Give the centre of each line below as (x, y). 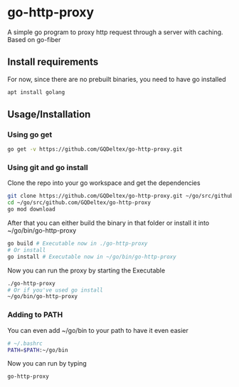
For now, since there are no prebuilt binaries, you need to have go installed (117, 79)
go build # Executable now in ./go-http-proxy (78, 244)
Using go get (30, 134)
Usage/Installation (49, 115)
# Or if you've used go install (55, 290)
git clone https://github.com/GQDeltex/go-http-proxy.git (95, 196)
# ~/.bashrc (25, 343)
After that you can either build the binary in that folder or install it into (108, 223)
